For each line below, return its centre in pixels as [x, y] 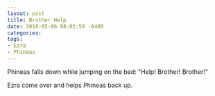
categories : [24, 33]
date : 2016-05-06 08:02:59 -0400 [55, 26]
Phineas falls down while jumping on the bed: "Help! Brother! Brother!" [108, 71]
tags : [15, 39]
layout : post [26, 13]
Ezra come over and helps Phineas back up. [70, 85]
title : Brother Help [37, 20]
